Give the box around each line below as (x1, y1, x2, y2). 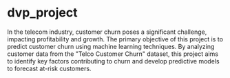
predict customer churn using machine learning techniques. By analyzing (7, 42, 215, 50)
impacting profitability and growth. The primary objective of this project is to (7, 35, 224, 43)
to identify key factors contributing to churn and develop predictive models (7, 57, 220, 65)
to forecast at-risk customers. (7, 64, 92, 72)
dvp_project (7, 5, 78, 21)
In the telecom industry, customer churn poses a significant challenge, (7, 28, 207, 36)
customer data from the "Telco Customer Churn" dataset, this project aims (7, 50, 219, 58)
